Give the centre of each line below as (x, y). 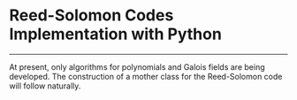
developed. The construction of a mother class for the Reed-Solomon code (146, 76)
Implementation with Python (116, 34)
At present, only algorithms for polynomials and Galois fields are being (137, 66)
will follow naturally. (45, 86)
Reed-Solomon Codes (91, 15)
